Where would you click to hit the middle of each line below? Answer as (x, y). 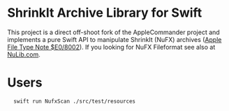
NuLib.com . (24, 54)
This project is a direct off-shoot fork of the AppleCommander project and (113, 32)
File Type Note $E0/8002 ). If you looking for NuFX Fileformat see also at (111, 47)
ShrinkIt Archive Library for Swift (105, 13)
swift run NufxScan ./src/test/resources (75, 101)
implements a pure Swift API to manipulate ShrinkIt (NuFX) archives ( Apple (114, 39)
